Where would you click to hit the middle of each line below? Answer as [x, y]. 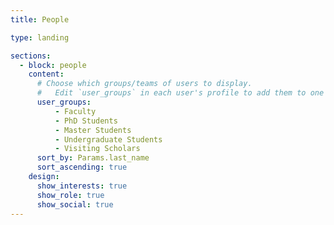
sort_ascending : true [82, 167]
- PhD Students [86, 121]
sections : [31, 56]
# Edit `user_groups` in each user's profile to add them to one [180, 93]
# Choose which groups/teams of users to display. [144, 84]
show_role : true [70, 195]
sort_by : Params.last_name [93, 158]
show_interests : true [82, 186]
